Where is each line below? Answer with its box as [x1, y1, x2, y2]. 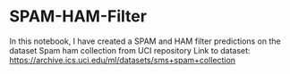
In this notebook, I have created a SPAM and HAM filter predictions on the [9, 36, 281, 46]
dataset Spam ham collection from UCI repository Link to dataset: [9, 45, 251, 55]
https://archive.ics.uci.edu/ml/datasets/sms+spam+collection [9, 54, 235, 65]
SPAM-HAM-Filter [9, 6, 148, 27]
